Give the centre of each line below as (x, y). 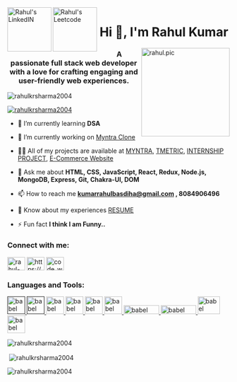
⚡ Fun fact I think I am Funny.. (61, 224)
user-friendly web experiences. (74, 81)
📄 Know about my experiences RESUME (75, 210)
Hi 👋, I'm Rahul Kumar (164, 32)
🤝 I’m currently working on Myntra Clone (76, 137)
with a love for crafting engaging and (74, 72)
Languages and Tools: (46, 284)
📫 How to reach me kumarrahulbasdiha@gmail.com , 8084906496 (119, 194)
